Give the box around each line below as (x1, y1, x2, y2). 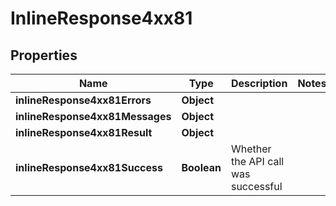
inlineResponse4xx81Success (15, 161, 163, 174)
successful (230, 180, 283, 193)
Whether (230, 142, 272, 156)
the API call (230, 155, 285, 168)
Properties (10, 47, 78, 64)
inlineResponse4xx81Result (15, 126, 153, 139)
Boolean (181, 161, 222, 174)
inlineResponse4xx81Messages (15, 110, 172, 123)
